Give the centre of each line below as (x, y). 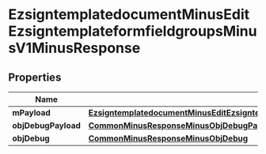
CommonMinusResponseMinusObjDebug (168, 138)
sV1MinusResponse (74, 48)
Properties (35, 77)
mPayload (32, 113)
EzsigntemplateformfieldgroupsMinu (133, 31)
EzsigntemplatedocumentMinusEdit (129, 15)
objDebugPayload (47, 126)
